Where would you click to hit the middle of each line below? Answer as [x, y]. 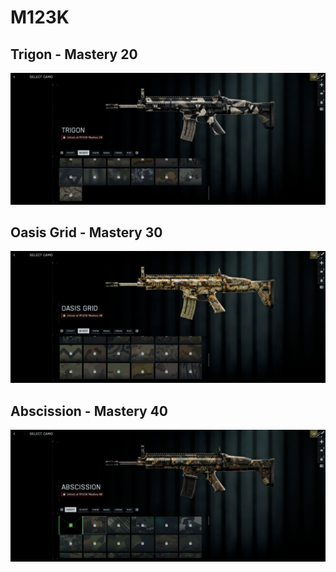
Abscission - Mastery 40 [89, 411]
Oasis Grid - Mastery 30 [86, 232]
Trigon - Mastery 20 [74, 54]
